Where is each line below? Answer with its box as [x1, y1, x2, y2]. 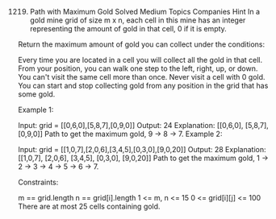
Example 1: [18, 105, 54, 114]
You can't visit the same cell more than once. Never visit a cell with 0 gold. [18, 72, 266, 81]
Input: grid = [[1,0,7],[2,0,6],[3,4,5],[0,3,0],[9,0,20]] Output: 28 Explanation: [18, 145, 266, 154]
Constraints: [18, 177, 59, 187]
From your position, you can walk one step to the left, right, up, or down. [18, 64, 258, 73]
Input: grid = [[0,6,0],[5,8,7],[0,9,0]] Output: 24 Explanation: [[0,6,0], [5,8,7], [18, 121, 270, 130]
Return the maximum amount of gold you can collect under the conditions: [18, 39, 266, 49]
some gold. [18, 89, 56, 99]
